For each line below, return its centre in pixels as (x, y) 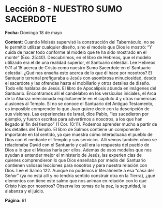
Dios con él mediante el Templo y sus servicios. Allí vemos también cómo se (81, 139)
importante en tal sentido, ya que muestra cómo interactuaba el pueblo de (79, 134)
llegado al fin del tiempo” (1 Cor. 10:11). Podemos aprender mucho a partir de (81, 124)
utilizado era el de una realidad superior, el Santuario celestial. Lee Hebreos (80, 62)
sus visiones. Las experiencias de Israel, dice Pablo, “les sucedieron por (77, 114)
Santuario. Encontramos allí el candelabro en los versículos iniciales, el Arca (81, 93)
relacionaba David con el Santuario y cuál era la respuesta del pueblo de (77, 145)
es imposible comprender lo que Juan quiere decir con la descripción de (77, 109)
